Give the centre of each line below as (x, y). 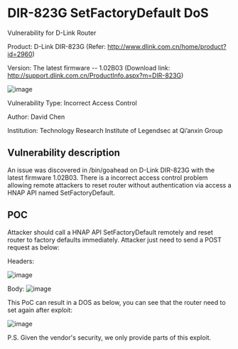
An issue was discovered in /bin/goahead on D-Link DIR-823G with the (111, 170)
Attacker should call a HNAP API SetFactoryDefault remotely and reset (110, 232)
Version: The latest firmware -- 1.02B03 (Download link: (89, 68)
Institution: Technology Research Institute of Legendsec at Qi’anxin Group (115, 130)
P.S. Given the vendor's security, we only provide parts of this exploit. (109, 337)
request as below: (34, 247)
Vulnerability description (64, 153)
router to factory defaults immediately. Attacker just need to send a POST (115, 240)
